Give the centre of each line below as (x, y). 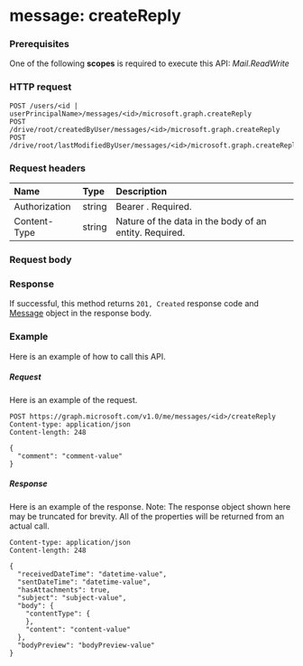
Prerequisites (39, 44)
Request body (41, 260)
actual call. (29, 526)
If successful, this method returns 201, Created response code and (134, 304)
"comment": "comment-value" (70, 456)
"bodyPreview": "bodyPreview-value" (86, 645)
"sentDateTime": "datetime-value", (84, 582)
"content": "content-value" (78, 629)
